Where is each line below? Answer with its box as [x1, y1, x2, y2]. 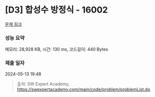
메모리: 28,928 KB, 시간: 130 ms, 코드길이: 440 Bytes [5, 46, 108, 52]
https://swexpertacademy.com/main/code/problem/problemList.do [16, 86, 151, 92]
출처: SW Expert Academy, [16, 81, 70, 87]
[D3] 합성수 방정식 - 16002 [5, 4, 108, 15]
